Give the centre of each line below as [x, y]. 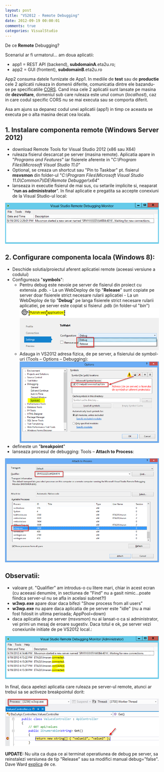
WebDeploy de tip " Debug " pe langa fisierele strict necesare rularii [86, 300]
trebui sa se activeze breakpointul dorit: [45, 692]
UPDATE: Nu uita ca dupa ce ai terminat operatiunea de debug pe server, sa [82, 754]
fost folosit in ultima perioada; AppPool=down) [59, 614]
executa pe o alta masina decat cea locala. [48, 114]
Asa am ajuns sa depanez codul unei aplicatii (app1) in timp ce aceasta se [79, 109]
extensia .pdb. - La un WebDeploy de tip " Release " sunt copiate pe [87, 290]
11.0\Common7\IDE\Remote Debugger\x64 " [56, 180]
